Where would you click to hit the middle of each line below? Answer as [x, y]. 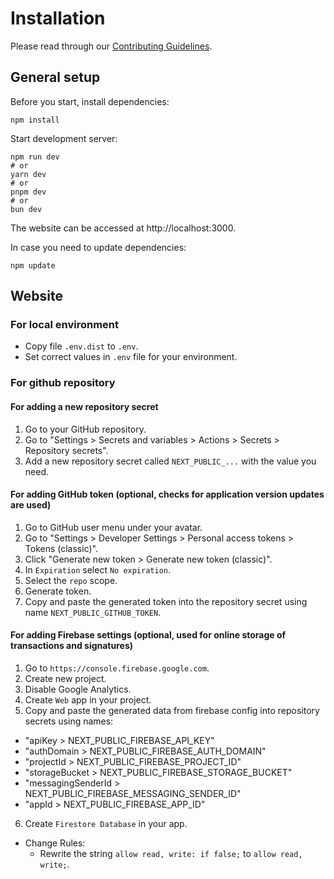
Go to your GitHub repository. [85, 429]
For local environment [64, 325]
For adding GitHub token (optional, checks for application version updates [167, 494]
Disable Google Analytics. [78, 689]
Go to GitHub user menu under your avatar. [113, 527]
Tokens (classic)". [61, 548]
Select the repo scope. [71, 580]
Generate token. [58, 591]
